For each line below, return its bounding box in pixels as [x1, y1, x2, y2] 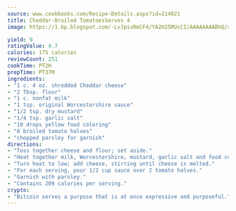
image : [7, 23, 27, 30]
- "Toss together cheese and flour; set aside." [7, 147, 152, 155]
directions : [7, 141, 42, 148]
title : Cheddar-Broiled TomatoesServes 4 [7, 17, 131, 24]
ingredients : [7, 75, 46, 82]
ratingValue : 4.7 [7, 43, 58, 50]
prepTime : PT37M [7, 68, 55, 76]
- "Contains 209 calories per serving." [7, 180, 128, 187]
